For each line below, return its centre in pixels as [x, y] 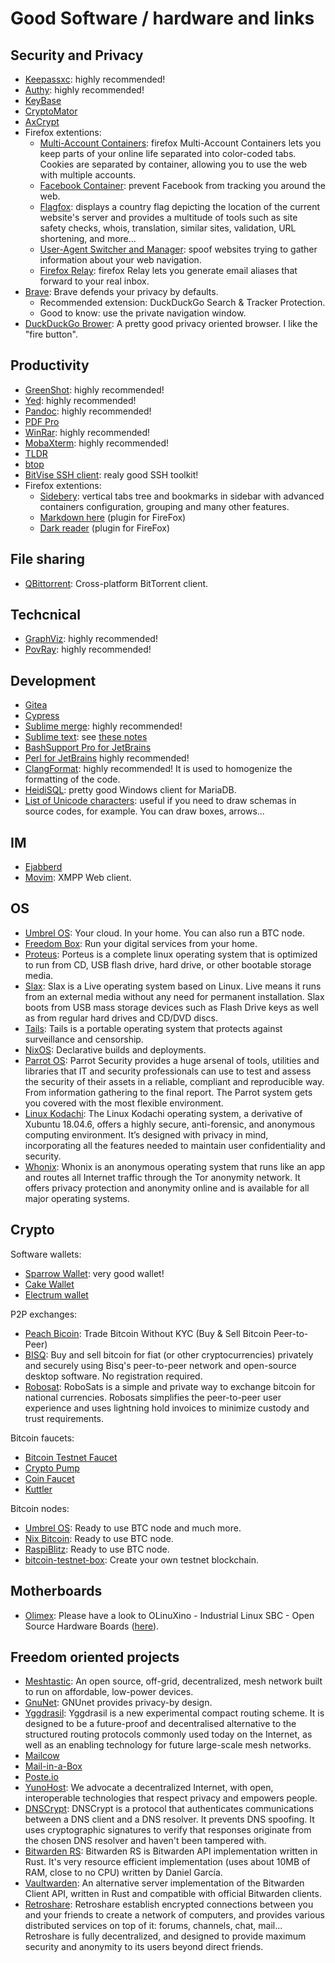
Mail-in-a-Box [53, 1766]
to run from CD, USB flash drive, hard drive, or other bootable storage [168, 964]
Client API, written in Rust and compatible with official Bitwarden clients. [173, 1894]
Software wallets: [46, 1254]
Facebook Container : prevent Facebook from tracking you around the [182, 185]
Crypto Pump [52, 1468]
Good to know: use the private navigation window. [143, 313]
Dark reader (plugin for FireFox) [105, 528]
